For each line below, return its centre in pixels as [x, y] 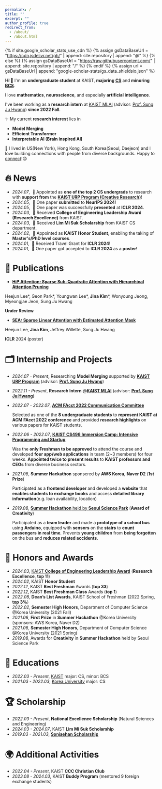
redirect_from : [20, 28]
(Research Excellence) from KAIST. [48, 217]
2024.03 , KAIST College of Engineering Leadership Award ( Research [82, 571]
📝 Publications [35, 268]
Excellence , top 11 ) [31, 576]
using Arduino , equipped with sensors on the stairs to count [73, 528]
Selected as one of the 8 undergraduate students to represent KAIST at [85, 415]
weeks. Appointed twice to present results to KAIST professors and [81, 459]
